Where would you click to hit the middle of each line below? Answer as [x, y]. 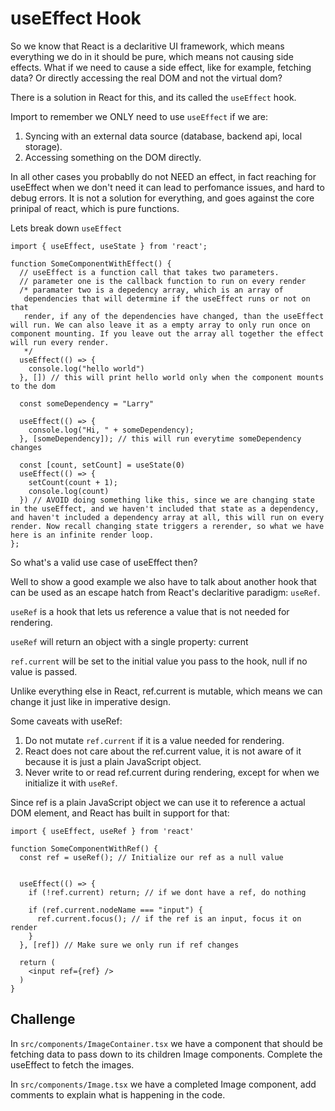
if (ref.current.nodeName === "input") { [115, 910]
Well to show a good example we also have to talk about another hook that [163, 581]
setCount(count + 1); [73, 482]
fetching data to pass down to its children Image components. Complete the [166, 1054]
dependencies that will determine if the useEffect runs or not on [167, 298]
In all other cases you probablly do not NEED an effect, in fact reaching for [163, 176]
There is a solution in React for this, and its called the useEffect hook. [153, 97]
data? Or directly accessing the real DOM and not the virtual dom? [146, 78]
